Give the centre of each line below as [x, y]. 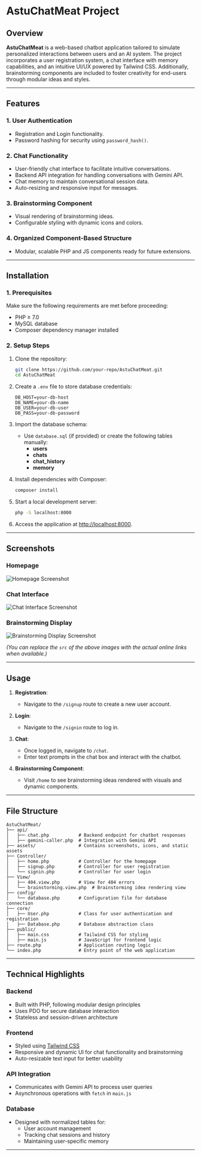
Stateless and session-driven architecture [66, 1017]
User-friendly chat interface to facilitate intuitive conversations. [93, 168]
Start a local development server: [56, 502]
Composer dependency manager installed [66, 330]
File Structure [32, 811]
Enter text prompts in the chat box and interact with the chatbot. [103, 757]
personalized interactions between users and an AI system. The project [94, 54]
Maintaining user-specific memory [66, 1141]
